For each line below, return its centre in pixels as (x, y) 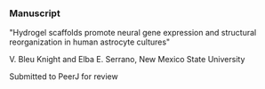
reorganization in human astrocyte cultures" (90, 42)
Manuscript (35, 13)
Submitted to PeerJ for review (64, 77)
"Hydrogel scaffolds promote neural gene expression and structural (133, 33)
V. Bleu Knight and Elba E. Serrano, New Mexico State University (127, 60)
